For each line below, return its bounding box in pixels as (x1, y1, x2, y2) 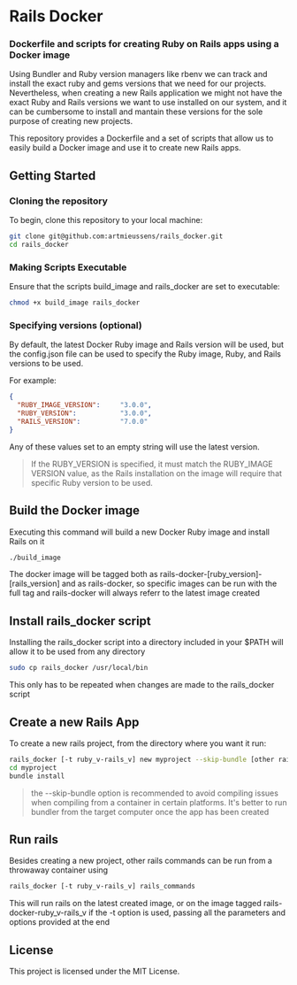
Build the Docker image (9, 503, 140, 519)
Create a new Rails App (9, 714, 140, 729)
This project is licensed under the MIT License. (9, 966, 180, 977)
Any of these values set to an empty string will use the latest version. (9, 441, 261, 452)
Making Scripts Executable (9, 261, 127, 273)
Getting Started (9, 168, 96, 183)
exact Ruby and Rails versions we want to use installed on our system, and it (9, 97, 287, 108)
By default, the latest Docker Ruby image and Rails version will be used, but (9, 339, 285, 350)
